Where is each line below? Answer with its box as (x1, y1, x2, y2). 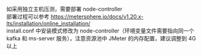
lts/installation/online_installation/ (6, 20, 91, 27)
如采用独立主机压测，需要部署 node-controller (6, 5, 122, 12)
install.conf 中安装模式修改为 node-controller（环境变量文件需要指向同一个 (6, 27, 195, 34)
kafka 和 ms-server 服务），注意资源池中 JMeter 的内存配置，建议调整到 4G (6, 35, 196, 42)
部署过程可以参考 (6, 13, 50, 20)
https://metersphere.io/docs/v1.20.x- (50, 13, 144, 20)
